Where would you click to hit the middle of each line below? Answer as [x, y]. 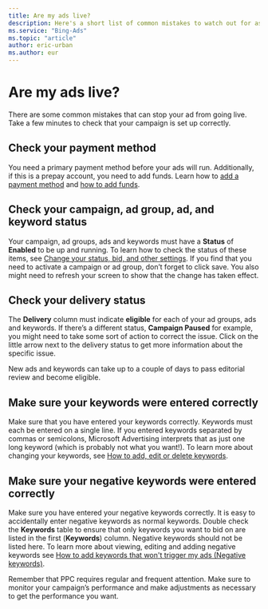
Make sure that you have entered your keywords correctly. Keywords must [130, 422]
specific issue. [32, 353]
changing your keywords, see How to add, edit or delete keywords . [118, 456]
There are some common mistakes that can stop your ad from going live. [128, 114]
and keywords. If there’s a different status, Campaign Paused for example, [131, 328]
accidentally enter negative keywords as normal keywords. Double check [128, 521]
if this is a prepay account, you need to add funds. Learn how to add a [124, 176]
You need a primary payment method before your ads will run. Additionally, [131, 167]
